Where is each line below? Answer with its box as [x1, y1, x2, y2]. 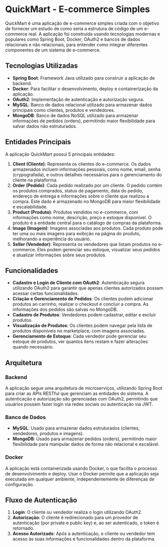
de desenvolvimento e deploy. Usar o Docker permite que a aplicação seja [5, 470, 159, 476]
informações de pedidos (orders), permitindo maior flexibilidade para [12, 117, 155, 124]
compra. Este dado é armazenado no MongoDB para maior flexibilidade [12, 198, 160, 204]
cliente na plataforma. [12, 177, 58, 183]
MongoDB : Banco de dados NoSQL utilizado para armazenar [12, 112, 139, 118]
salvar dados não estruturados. [12, 123, 77, 129]
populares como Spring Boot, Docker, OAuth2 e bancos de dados [5, 36, 140, 42]
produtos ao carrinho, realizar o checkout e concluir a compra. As [12, 301, 149, 307]
